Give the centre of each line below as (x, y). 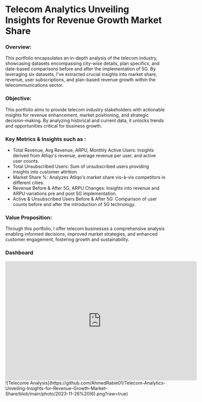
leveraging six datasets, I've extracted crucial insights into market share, (81, 74)
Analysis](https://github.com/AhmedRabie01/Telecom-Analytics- (98, 383)
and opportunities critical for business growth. (54, 125)
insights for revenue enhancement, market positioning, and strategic (77, 115)
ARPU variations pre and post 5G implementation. (65, 194)
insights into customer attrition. (45, 172)
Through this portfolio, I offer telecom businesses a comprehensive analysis (85, 229)
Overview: (18, 47)
